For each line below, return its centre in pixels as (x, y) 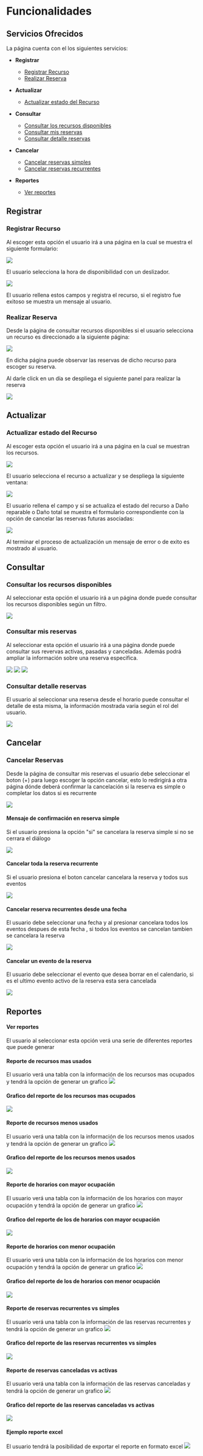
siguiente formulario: (32, 249)
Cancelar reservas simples (57, 162)
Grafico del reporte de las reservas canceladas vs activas (81, 1405)
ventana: (17, 482)
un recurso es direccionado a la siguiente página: (68, 337)
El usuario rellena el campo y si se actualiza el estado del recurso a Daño (98, 505)
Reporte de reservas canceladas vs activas (62, 1370)
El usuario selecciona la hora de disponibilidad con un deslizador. (88, 272)
